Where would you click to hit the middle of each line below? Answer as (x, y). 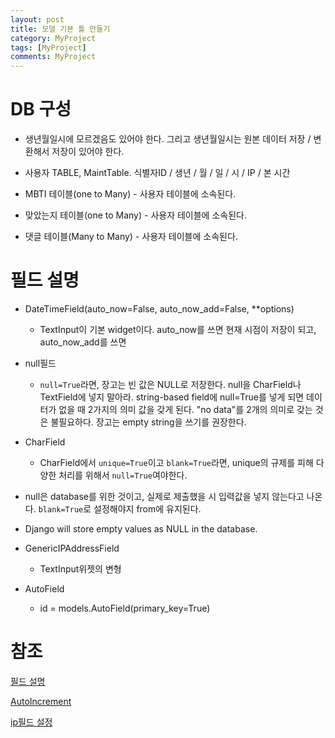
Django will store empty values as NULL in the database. (141, 529)
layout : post (37, 19)
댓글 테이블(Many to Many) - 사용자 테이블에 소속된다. (131, 237)
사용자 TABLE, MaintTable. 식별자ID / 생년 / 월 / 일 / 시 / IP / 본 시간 (157, 173)
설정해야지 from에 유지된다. (147, 509)
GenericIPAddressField (72, 548)
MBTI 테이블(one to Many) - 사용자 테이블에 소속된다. (130, 194)
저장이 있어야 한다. (88, 152)
